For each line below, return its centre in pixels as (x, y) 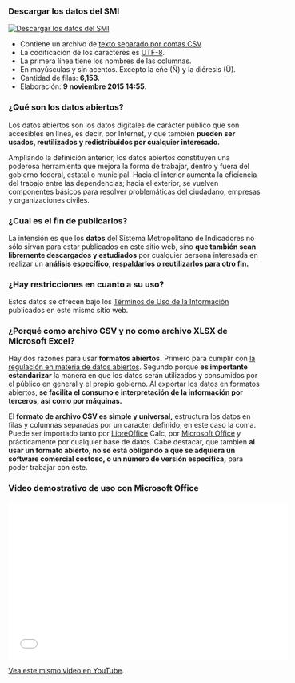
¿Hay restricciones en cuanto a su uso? (86, 284)
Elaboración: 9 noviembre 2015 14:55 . (83, 86)
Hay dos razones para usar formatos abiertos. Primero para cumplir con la (132, 359)
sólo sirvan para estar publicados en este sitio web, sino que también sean (132, 247)
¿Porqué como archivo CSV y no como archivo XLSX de (118, 331)
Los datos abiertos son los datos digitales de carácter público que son (124, 125)
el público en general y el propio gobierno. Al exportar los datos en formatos (134, 384)
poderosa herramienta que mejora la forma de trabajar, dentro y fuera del (129, 166)
